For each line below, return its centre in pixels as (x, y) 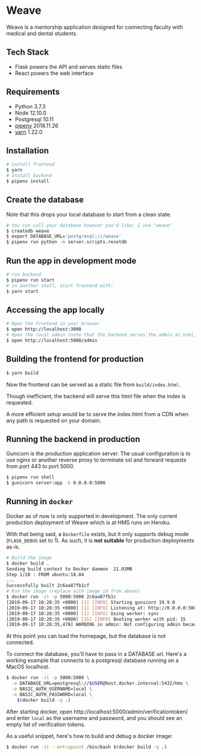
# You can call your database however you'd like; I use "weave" (89, 225)
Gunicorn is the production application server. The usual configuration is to (99, 454)
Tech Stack (28, 52)
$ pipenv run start (31, 280)
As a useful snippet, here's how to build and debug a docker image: (89, 736)
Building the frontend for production (75, 359)
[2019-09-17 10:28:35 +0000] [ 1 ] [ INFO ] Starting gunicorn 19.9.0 (91, 602)
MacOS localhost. (28, 667)
